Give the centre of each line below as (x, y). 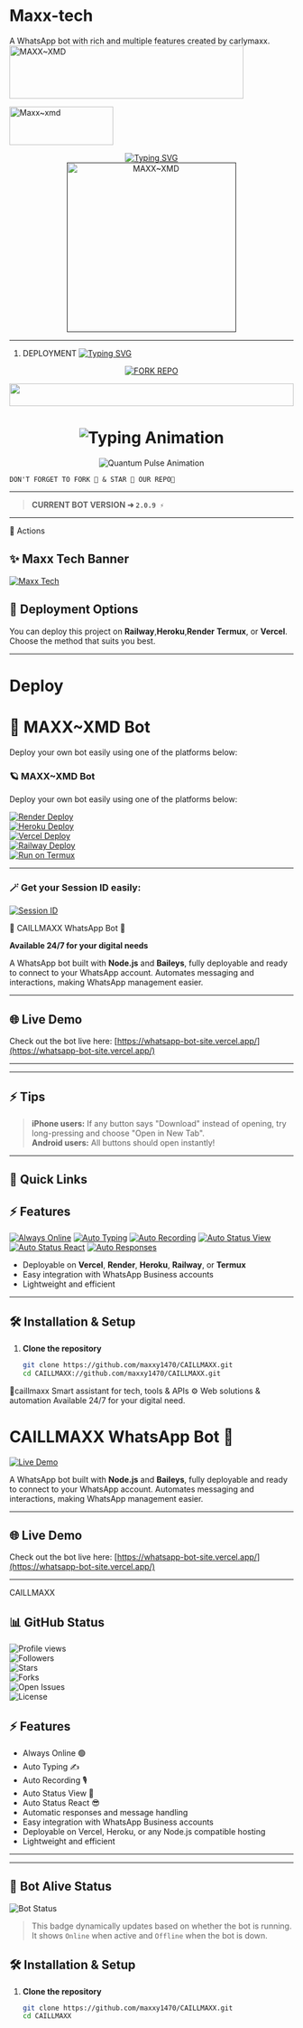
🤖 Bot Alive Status (61, 1887)
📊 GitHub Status (57, 1622)
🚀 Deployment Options (74, 610)
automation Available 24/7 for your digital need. (97, 1400)
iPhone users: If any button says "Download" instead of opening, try (159, 1123)
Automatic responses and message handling (105, 1812)
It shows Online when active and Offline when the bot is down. (149, 1935)
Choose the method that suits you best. (83, 641)
